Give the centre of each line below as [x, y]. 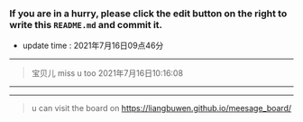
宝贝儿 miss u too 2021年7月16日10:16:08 [107, 73]
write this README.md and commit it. [86, 24]
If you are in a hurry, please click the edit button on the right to [148, 14]
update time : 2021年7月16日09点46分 [93, 46]
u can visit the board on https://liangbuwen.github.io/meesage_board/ [161, 108]
